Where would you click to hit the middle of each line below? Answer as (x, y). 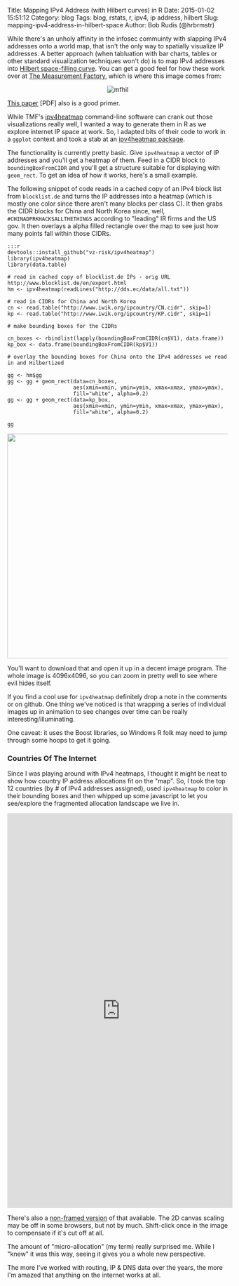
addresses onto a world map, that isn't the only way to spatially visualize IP (116, 46)
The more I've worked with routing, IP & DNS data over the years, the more (115, 1268)
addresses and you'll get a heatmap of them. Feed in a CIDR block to (106, 160)
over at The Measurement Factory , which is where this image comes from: (115, 76)
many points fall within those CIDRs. (59, 233)
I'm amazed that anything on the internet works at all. (84, 1275)
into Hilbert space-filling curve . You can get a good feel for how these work (116, 68)
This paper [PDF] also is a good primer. (64, 103)
